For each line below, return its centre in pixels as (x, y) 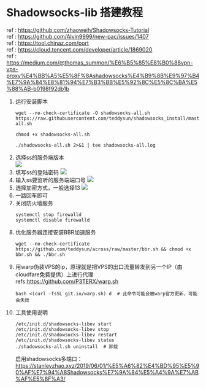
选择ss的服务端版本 (40, 157)
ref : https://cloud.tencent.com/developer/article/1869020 (79, 49)
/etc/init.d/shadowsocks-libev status (65, 340)
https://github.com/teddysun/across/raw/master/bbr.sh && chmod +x (103, 249)
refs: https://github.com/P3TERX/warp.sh (67, 281)
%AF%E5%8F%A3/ (40, 379)
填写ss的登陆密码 (37, 172)
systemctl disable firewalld (52, 220)
